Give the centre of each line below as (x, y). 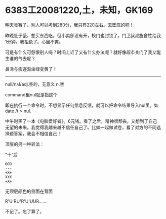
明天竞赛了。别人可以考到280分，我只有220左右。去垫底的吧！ (69, 25)
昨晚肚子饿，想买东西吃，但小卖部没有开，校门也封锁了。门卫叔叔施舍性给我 (83, 35)
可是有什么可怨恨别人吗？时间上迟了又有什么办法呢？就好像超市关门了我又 (81, 52)
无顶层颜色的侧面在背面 (29, 191)
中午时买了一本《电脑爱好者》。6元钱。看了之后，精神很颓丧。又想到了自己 (81, 121)
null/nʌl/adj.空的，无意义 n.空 (35, 84)
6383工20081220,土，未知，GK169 (79, 10)
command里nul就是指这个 (31, 94)
